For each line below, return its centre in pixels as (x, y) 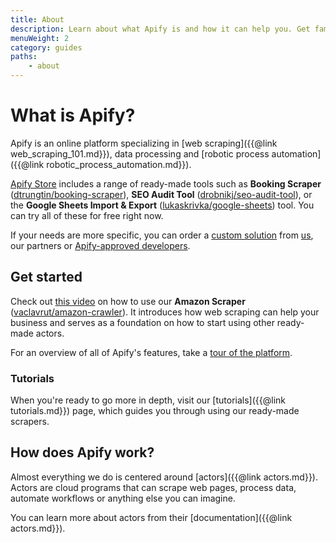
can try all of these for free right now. (87, 215)
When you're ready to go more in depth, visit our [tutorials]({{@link (148, 400)
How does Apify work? (82, 452)
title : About (37, 19)
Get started (46, 277)
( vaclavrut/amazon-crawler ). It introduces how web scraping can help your (165, 312)
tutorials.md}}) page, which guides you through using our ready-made (155, 411)
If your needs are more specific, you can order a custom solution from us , (162, 235)
